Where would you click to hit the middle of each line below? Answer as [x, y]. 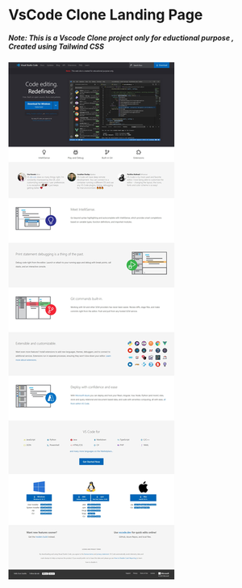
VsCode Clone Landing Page [106, 15]
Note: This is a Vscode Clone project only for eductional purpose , [121, 37]
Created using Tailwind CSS [56, 46]
